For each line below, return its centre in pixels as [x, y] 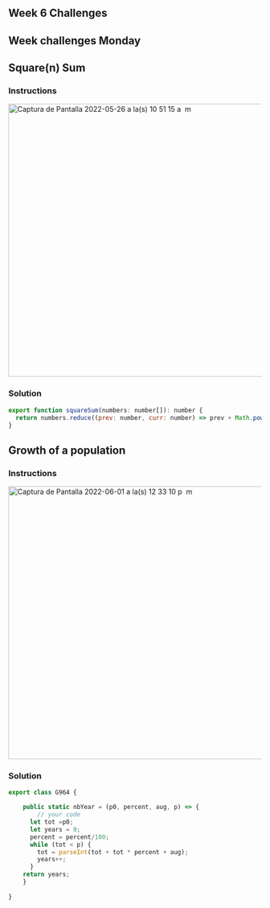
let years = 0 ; [55, 829]
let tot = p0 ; [51, 822]
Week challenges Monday [75, 41]
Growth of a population [67, 450]
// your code [59, 815]
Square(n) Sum [47, 68]
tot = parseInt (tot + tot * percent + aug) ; [113, 852]
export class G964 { [43, 793]
